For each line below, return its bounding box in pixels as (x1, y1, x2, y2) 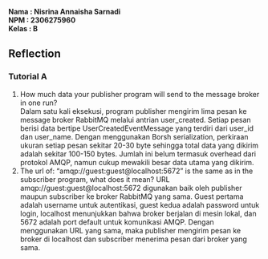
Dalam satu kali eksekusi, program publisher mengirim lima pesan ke (19, 106, 247, 115)
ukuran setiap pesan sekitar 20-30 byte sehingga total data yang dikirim (19, 140, 259, 150)
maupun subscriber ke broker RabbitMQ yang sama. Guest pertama (19, 192, 244, 201)
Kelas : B (8, 24, 39, 33)
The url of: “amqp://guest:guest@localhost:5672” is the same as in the (19, 166, 254, 176)
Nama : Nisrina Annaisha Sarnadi (8, 7, 121, 16)
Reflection (8, 47, 62, 61)
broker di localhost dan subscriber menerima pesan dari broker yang (19, 234, 247, 244)
